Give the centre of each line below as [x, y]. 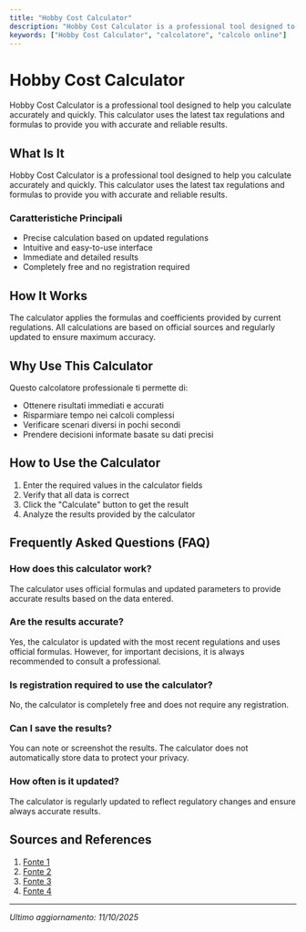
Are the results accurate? [67, 622]
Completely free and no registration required [106, 267]
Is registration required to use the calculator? [111, 685]
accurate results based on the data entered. [92, 598]
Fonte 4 [37, 891]
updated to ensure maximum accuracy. [83, 337]
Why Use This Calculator [81, 366]
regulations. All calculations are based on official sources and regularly [143, 327]
